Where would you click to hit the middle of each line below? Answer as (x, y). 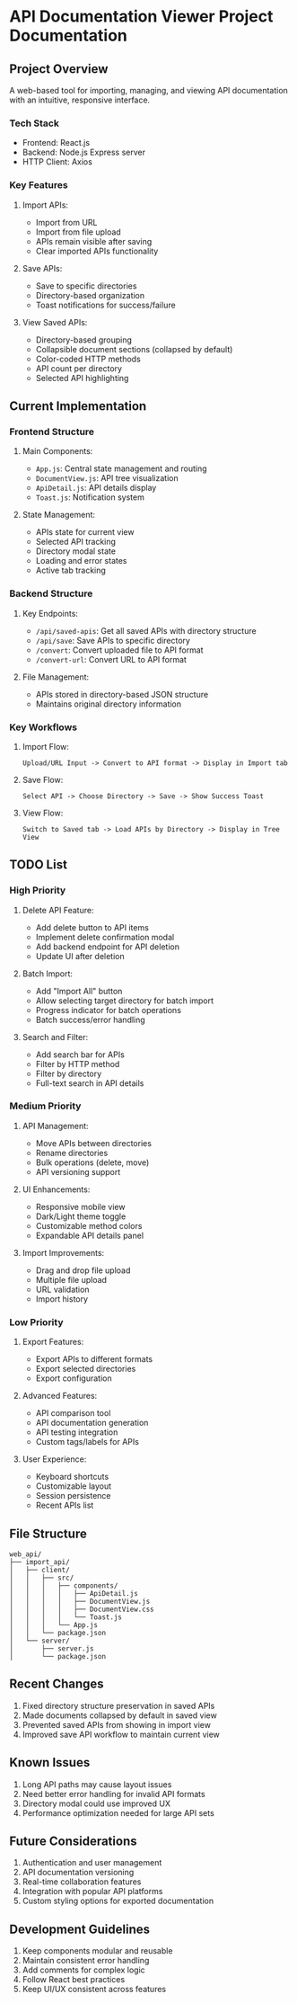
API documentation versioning (78, 1873)
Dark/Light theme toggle (81, 1216)
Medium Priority (45, 1106)
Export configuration (74, 1378)
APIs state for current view (85, 532)
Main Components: (57, 451)
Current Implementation (78, 406)
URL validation (62, 1289)
